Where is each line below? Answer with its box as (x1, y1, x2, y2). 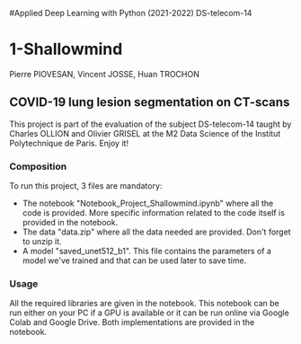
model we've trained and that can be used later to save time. (22, 255, 247, 266)
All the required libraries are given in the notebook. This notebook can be (9, 298, 280, 309)
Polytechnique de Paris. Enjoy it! (9, 137, 128, 148)
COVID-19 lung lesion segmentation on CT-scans (9, 94, 290, 110)
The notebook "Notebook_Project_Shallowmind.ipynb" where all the (22, 198, 274, 209)
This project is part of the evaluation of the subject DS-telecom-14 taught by (9, 119, 292, 129)
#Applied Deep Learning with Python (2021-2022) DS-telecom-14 (9, 8, 252, 18)
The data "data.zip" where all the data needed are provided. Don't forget (22, 226, 291, 237)
